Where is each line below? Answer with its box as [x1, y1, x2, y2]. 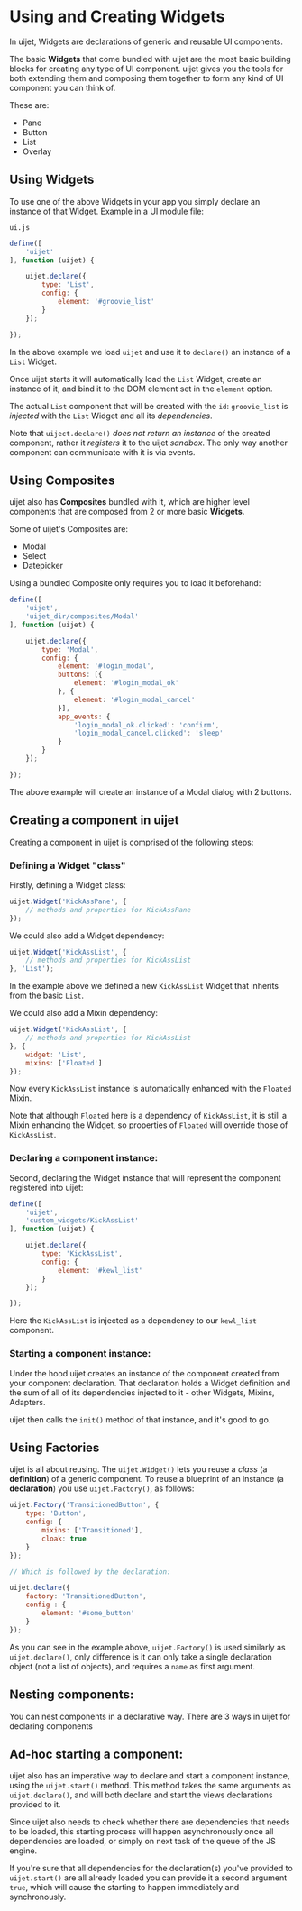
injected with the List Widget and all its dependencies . [9, 410, 214, 421]
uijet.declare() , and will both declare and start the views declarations [9, 1789, 273, 1800]
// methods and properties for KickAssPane [25, 905, 192, 914]
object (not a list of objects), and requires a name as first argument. [9, 1660, 255, 1671]
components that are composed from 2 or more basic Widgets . [9, 507, 245, 517]
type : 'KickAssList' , [41, 1249, 124, 1258]
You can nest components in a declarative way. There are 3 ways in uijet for [9, 1711, 291, 1722]
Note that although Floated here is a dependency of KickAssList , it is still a [9, 1111, 287, 1121]
